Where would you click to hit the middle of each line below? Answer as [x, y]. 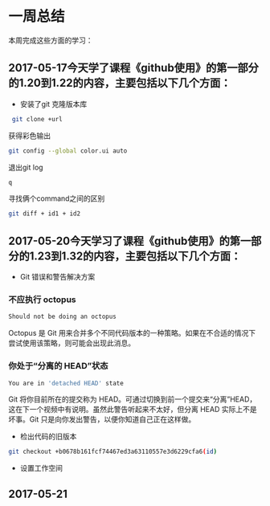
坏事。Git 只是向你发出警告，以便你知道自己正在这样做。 [102, 419]
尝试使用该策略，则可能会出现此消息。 [72, 343]
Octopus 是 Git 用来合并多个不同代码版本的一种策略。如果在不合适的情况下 [132, 333]
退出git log [26, 167]
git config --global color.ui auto [68, 151]
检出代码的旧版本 [48, 437]
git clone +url [37, 119]
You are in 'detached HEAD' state [66, 383]
